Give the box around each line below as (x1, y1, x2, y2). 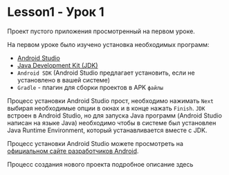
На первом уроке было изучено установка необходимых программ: (7, 40, 210, 48)
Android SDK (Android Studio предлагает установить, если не (17, 68, 195, 77)
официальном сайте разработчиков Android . (7, 147, 139, 155)
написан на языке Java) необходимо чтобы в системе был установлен (7, 118, 217, 127)
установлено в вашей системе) (17, 75, 111, 84)
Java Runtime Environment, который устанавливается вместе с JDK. (7, 126, 208, 134)
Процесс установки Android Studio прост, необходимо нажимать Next (7, 96, 214, 104)
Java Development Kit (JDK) (17, 61, 98, 69)
